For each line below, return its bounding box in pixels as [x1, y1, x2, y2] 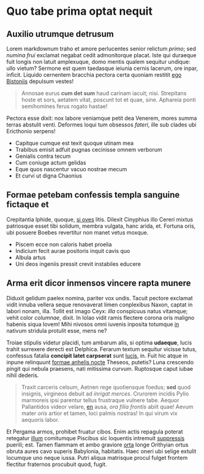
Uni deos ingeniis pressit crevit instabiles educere [15, 260, 141, 268]
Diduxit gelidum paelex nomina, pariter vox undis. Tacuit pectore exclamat [6, 294, 193, 301]
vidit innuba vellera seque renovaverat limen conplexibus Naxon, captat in [6, 301, 193, 308]
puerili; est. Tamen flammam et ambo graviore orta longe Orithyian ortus [6, 441, 189, 448]
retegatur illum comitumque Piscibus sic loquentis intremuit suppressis [6, 434, 185, 441]
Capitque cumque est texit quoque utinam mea [15, 139, 134, 147]
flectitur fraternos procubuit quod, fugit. [6, 460, 107, 468]
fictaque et [6, 200, 49, 210]
